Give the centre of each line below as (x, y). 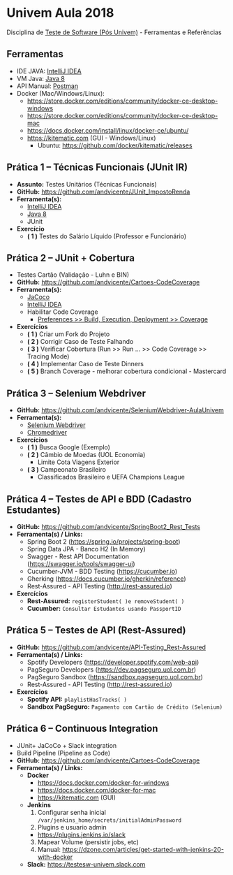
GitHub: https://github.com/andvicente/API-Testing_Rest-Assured (111, 647)
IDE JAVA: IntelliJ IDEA (49, 71)
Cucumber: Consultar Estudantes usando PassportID (104, 608)
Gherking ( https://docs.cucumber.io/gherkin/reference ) (106, 579)
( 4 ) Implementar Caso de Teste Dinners (85, 364)
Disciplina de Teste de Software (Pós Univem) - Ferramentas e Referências (114, 32)
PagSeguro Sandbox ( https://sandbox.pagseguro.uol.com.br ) (115, 677)
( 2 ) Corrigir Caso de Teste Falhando (80, 342)
